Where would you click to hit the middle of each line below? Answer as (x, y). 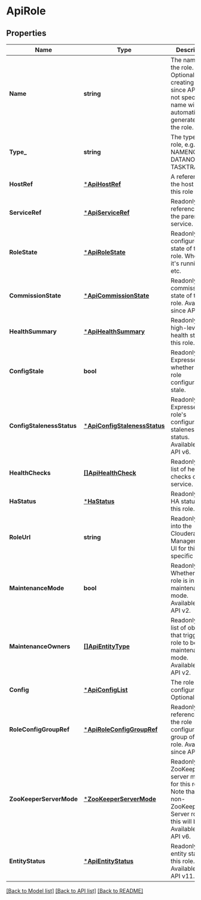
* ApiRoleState (104, 252)
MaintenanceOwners (40, 646)
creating (182, 82)
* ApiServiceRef (106, 212)
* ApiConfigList (106, 690)
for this (180, 784)
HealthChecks (30, 473)
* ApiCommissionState (116, 296)
